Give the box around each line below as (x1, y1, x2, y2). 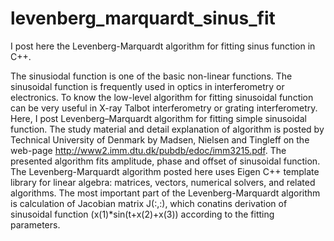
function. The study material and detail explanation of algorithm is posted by (10, 123, 325, 135)
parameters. (10, 218, 61, 231)
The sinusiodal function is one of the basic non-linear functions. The (10, 70, 293, 82)
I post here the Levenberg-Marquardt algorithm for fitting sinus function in (10, 40, 316, 52)
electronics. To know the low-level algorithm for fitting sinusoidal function (10, 91, 314, 103)
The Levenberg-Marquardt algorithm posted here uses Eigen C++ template (10, 165, 320, 177)
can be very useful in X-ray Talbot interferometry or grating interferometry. (10, 102, 318, 114)
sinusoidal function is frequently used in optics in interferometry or (10, 80, 285, 92)
